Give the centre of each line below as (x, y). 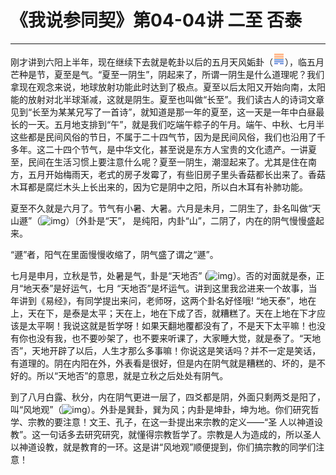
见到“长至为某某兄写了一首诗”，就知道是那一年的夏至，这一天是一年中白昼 (163, 112)
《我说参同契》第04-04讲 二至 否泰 (156, 20)
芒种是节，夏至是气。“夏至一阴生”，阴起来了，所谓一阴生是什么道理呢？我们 (167, 74)
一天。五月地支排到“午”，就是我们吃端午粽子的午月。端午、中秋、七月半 (176, 124)
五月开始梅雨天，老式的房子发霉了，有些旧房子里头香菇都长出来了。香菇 (176, 174)
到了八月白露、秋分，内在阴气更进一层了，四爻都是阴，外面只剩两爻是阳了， (168, 397)
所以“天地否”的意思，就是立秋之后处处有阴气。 (132, 375)
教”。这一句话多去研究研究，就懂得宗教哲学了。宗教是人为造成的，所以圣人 (166, 434)
